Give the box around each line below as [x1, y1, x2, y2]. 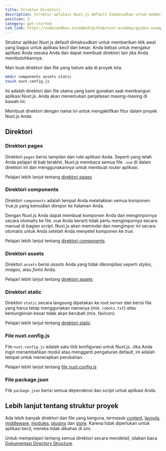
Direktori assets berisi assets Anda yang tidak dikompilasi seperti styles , [5, 261, 152, 268]
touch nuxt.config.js [5, 79, 50, 84]
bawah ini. [5, 98, 26, 104]
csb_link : [5, 26, 26, 31]
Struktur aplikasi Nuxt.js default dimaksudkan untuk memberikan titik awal [5, 39, 156, 45]
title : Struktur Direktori [5, 7, 61, 12]
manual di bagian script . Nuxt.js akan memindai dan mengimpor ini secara [5, 223, 156, 228]
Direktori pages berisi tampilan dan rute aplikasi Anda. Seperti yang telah [5, 154, 152, 160]
